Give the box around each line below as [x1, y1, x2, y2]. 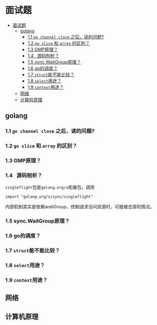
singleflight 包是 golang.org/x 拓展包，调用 [5, 184, 95, 190]
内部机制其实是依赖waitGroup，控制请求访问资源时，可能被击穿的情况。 [5, 204, 155, 210]
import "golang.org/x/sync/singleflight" [5, 194, 94, 199]
